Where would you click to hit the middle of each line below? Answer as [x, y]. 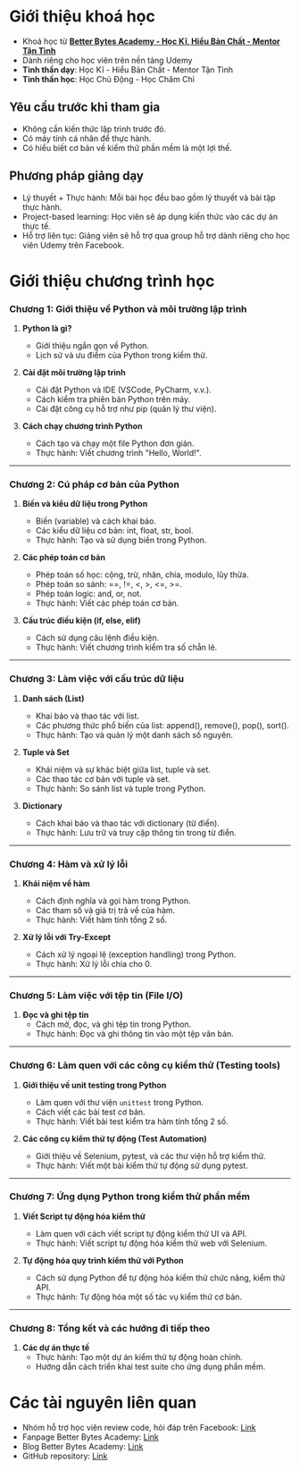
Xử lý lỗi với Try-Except [67, 937]
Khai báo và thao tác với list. [87, 716]
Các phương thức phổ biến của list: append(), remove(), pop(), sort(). [162, 725]
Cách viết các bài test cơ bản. [90, 1112]
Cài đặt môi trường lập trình [74, 373]
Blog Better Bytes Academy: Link [83, 1447]
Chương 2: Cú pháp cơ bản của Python [95, 484]
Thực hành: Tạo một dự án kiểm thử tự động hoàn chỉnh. [139, 1357]
